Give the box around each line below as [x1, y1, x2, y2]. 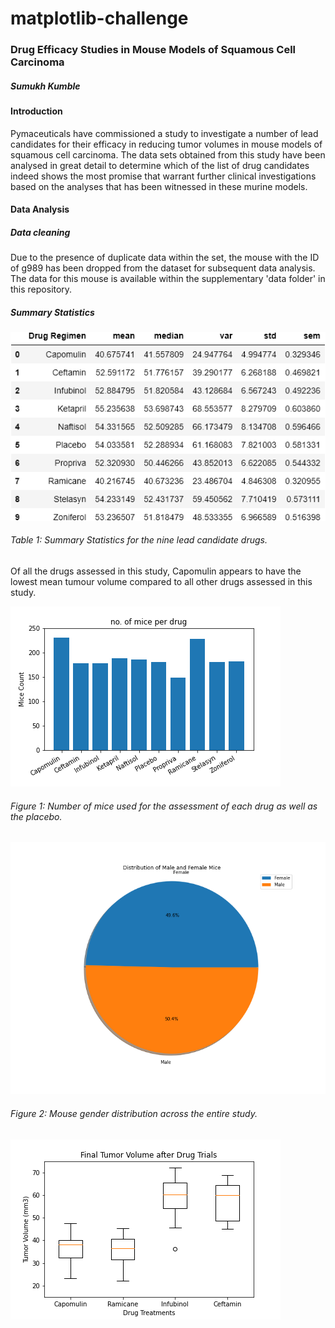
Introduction [10, 105, 63, 117]
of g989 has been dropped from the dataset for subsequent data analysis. [10, 262, 316, 274]
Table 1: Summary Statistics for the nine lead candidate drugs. [10, 534, 268, 546]
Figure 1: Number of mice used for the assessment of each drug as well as [10, 800, 318, 812]
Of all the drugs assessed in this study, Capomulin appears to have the [10, 565, 302, 577]
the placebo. [10, 810, 63, 822]
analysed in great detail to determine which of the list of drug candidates [10, 159, 310, 171]
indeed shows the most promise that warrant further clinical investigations [10, 170, 317, 182]
